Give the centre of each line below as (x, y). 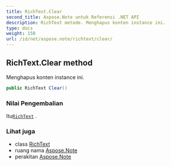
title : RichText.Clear (34, 12)
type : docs (20, 28)
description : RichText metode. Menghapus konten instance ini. (86, 22)
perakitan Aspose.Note (43, 157)
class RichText (32, 144)
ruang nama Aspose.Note (46, 151)
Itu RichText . (22, 116)
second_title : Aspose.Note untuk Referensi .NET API (73, 17)
